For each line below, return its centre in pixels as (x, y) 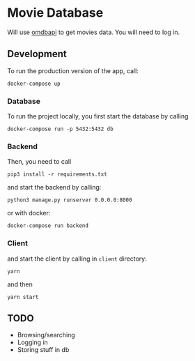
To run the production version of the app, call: (73, 70)
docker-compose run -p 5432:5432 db (60, 129)
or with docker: (29, 213)
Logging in (33, 342)
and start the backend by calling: (54, 187)
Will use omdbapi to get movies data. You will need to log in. (93, 32)
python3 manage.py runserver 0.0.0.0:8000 (70, 200)
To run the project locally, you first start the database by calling (98, 116)
